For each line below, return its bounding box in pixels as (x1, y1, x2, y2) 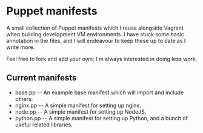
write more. (6, 44, 35, 51)
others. (15, 95, 33, 102)
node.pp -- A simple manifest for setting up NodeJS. (15, 108, 147, 115)
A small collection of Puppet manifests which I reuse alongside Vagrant (6, 24, 184, 31)
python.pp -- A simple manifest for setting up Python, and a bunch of (15, 114, 188, 122)
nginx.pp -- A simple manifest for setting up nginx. (15, 102, 141, 109)
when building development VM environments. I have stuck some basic (6, 30, 184, 37)
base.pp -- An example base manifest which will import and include (15, 89, 184, 96)
